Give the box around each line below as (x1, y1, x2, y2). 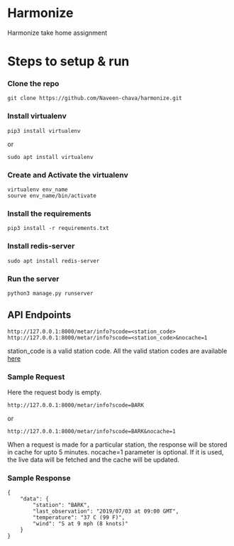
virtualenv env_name (7, 186, 69, 193)
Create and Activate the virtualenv (7, 170, 129, 180)
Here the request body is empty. (7, 388, 102, 397)
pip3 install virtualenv (7, 127, 81, 134)
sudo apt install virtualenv (7, 153, 94, 160)
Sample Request (7, 371, 65, 381)
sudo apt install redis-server (7, 257, 100, 264)
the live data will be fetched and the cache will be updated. (7, 456, 179, 464)
